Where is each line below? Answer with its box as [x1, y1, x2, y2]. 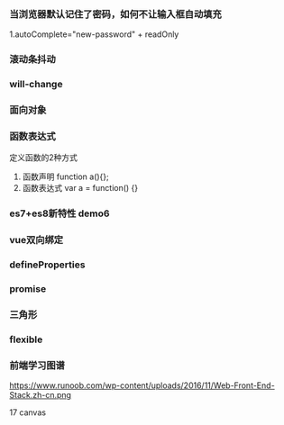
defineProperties [9, 258, 86, 271]
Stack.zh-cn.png [9, 390, 72, 401]
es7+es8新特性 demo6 [9, 207, 110, 220]
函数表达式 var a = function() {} [22, 183, 139, 194]
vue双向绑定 [9, 234, 64, 247]
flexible [9, 333, 43, 346]
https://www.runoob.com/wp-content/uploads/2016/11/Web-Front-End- [9, 380, 275, 391]
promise [9, 283, 47, 295]
